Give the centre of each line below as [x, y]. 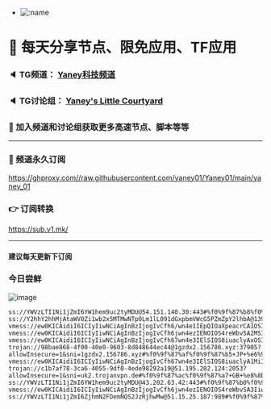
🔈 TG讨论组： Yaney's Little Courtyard [86, 101]
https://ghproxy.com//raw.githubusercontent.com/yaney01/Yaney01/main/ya [135, 177]
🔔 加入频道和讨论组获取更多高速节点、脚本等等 [99, 127]
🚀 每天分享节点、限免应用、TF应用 [123, 48]
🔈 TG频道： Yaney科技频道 [62, 75]
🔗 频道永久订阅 [37, 160]
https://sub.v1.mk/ [38, 229]
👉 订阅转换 [31, 208]
